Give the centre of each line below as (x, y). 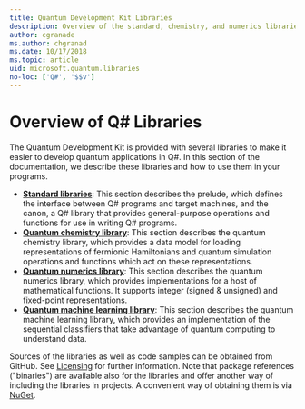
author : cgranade (42, 35)
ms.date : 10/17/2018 (49, 52)
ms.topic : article (44, 60)
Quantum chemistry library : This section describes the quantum (144, 232)
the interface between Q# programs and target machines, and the (146, 203)
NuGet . (23, 394)
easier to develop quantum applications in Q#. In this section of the (135, 156)
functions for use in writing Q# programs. (100, 223)
